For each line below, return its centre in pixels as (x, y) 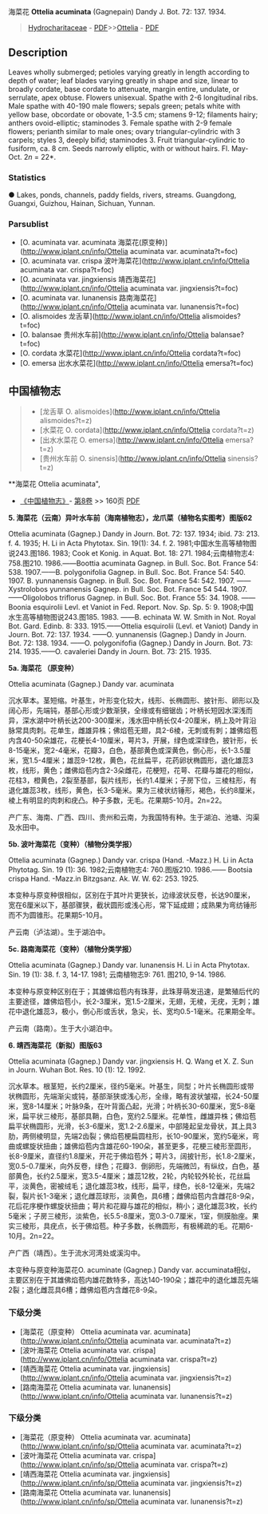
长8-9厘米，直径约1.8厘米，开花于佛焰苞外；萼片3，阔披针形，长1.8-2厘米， (134, 1156)
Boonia (20, 607)
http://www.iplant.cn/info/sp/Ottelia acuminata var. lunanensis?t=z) (133, 1501)
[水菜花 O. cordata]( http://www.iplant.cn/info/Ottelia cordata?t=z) (147, 430)
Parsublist (29, 224)
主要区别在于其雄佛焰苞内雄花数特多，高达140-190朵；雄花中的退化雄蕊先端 (134, 1280)
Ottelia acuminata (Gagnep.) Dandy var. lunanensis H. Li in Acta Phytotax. (129, 965)
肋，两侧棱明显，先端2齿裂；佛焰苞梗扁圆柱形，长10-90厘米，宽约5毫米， (130, 1136)
